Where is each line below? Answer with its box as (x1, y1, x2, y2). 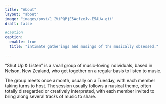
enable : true (9, 39, 37, 45)
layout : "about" (5, 12, 39, 17)
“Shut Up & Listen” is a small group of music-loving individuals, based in (5, 62, 153, 68)
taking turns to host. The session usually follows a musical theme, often (5, 83, 151, 89)
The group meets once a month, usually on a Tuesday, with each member (5, 77, 155, 83)
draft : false (5, 21, 32, 26)
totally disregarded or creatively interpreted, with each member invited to (5, 88, 155, 94)
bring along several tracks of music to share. (5, 93, 97, 99)
